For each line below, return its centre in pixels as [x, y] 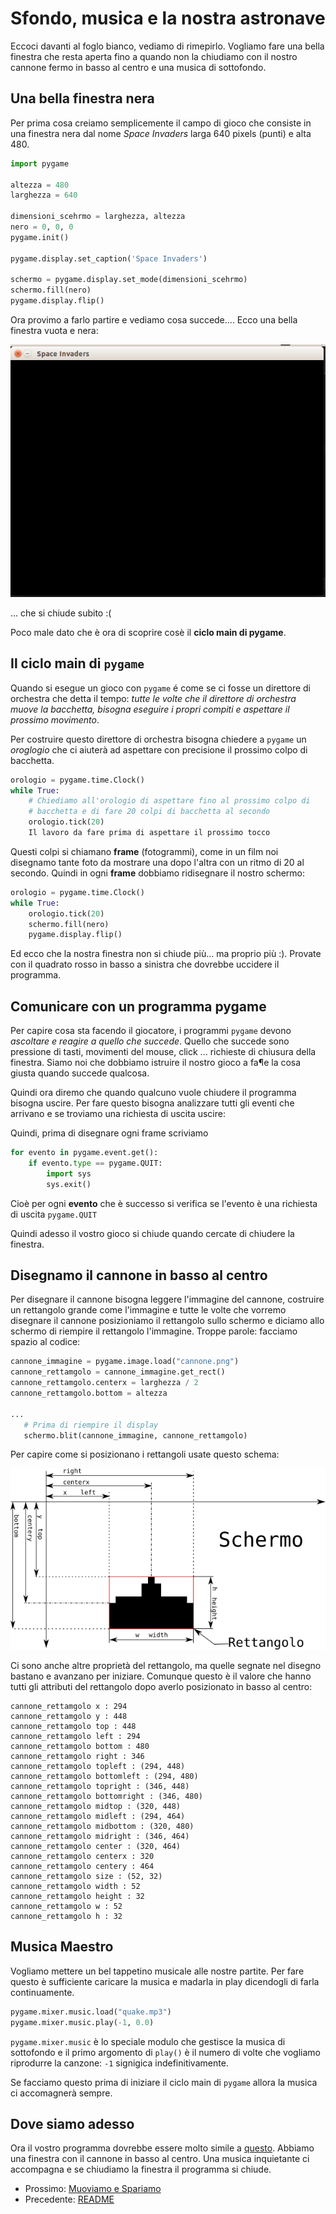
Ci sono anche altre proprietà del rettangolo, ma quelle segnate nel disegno [166, 1665]
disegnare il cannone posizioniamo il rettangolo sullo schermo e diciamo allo [167, 1321]
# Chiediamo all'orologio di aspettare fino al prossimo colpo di [169, 801]
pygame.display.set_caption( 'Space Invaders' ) [109, 258]
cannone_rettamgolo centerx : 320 [82, 1856]
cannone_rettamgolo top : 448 [73, 1726]
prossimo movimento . [55, 719]
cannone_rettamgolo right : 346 [77, 1756]
